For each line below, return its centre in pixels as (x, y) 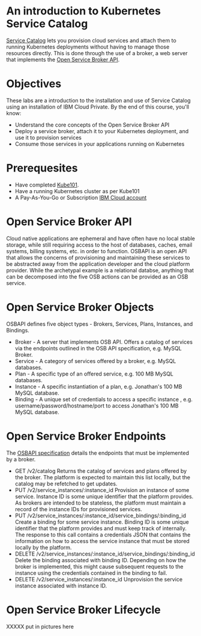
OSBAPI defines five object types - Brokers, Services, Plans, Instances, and (100, 324)
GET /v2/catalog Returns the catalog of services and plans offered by (101, 471)
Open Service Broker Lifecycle (83, 610)
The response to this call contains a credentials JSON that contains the (103, 535)
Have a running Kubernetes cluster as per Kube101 (77, 191)
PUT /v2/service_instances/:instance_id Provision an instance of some (102, 490)
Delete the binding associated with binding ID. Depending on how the (100, 560)
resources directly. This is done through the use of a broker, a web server (97, 53)
